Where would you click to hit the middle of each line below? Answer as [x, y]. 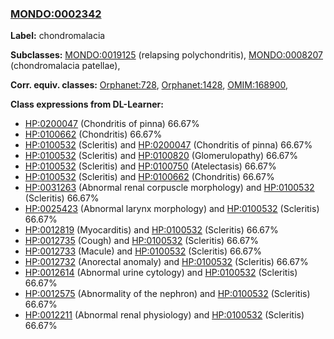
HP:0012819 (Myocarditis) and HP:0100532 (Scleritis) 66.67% [151, 230]
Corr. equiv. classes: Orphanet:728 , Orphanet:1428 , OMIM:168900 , [149, 85]
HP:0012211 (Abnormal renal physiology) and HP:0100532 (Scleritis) [164, 315]
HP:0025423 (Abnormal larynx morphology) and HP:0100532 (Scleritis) [172, 209]
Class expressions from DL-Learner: [87, 104]
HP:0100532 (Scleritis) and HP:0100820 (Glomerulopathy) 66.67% [161, 156]
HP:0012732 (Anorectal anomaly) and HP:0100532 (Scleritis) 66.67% [166, 262]
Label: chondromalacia [58, 36]
